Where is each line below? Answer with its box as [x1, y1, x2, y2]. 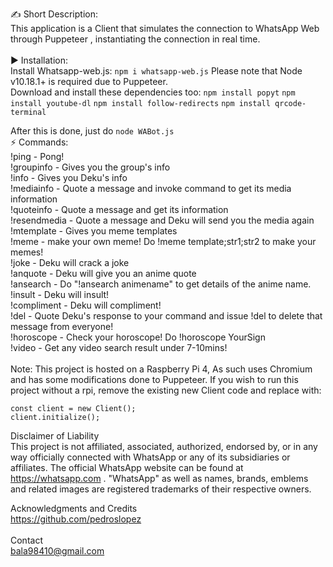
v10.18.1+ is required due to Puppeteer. [10, 76, 168, 87]
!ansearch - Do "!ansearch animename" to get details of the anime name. [10, 278, 312, 290]
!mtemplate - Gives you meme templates [10, 225, 178, 237]
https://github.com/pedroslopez [10, 513, 142, 525]
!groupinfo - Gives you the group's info [10, 161, 171, 173]
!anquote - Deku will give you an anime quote [10, 268, 197, 279]
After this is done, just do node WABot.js [10, 125, 175, 137]
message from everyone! [10, 321, 114, 332]
